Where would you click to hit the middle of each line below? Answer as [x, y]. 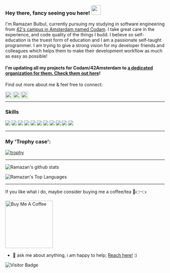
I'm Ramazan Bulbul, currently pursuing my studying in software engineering [85, 24]
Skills [12, 112]
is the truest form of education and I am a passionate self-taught [94, 40]
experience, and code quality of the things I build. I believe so [69, 35]
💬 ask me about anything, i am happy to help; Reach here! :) [75, 255]
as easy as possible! [27, 56]
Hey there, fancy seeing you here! [48, 13]
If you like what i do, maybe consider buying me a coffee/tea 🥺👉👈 [76, 192]
